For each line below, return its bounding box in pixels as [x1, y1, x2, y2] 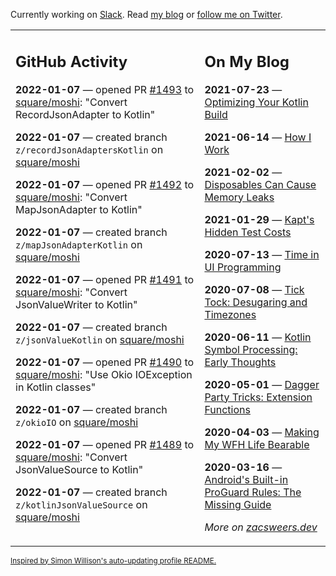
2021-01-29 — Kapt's [204, 212, 315, 226]
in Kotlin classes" [15, 380, 97, 394]
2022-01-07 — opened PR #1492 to [15, 177, 195, 191]
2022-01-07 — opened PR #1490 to [15, 355, 195, 369]
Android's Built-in [204, 472, 289, 486]
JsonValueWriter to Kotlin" [15, 297, 138, 311]
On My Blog [204, 52, 290, 71]
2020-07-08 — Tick [204, 282, 305, 296]
